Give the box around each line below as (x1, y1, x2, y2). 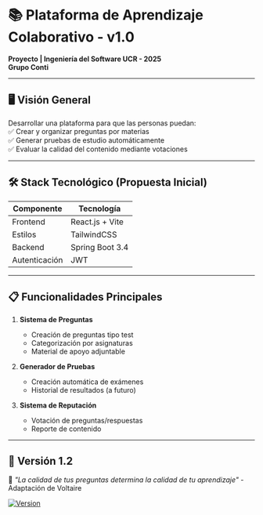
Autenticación (12, 254, 63, 265)
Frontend (12, 216, 45, 227)
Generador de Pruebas (19, 362, 95, 372)
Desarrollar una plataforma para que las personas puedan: (8, 118, 196, 128)
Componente (13, 203, 63, 214)
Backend (12, 241, 45, 252)
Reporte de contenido (31, 424, 102, 433)
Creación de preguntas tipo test (31, 330, 134, 339)
